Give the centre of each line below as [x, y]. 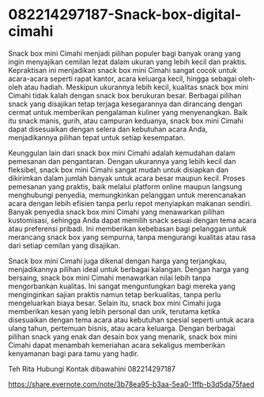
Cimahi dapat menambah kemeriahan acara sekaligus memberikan [117, 345]
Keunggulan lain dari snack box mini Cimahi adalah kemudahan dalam [122, 153]
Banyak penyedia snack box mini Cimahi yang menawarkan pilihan [117, 212]
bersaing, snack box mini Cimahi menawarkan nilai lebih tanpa [109, 277]
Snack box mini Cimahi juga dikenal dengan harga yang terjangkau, [118, 261]
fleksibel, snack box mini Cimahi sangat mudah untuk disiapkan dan [119, 170]
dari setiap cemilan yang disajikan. [64, 245]
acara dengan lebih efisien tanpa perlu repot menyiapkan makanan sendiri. [130, 203]
